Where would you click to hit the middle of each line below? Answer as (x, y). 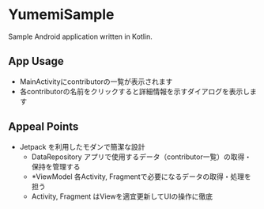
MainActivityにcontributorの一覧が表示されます (96, 82)
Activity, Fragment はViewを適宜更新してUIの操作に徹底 (122, 196)
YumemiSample (61, 15)
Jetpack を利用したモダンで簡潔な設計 (82, 146)
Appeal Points (43, 127)
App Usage (36, 61)
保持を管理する (56, 166)
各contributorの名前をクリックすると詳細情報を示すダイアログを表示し (135, 91)
